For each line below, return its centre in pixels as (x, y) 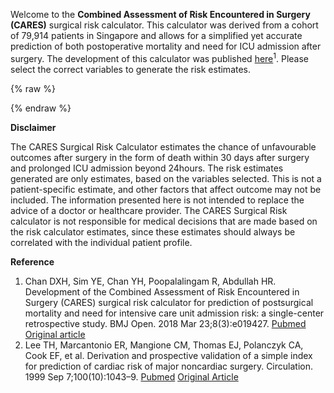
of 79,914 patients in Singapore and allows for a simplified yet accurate (156, 35)
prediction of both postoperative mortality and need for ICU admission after (166, 46)
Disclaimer (33, 127)
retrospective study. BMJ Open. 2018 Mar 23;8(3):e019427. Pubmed (165, 323)
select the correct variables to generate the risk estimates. (131, 69)
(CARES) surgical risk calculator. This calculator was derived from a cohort (164, 25)
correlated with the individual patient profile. (101, 242)
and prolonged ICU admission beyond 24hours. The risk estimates (147, 168)
